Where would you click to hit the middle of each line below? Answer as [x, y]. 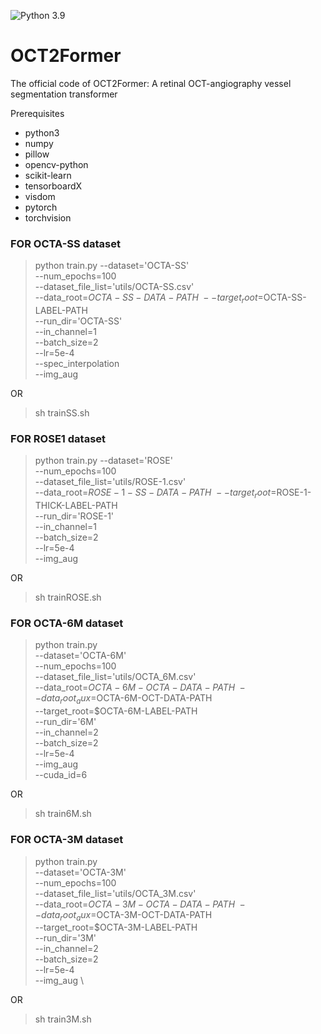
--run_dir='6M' [65, 722]
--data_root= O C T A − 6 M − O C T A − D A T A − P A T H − [140, 687]
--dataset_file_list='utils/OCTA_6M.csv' [115, 677]
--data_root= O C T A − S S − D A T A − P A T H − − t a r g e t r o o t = [149, 298]
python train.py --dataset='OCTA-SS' [112, 266]
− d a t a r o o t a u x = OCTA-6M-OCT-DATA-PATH [123, 699]
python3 [42, 132]
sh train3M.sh [63, 1019]
